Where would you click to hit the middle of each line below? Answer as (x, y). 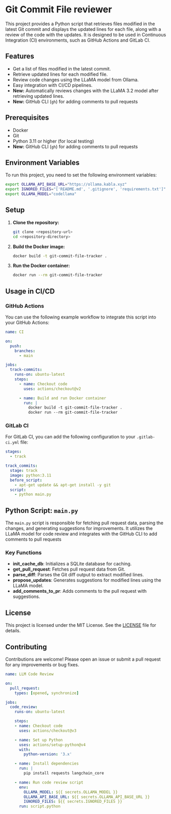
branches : (25, 351)
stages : (14, 452)
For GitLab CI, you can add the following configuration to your (70, 437)
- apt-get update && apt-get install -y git (63, 485)
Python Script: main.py (42, 510)
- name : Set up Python (39, 740)
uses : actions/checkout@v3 (48, 731)
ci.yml (12, 443)
